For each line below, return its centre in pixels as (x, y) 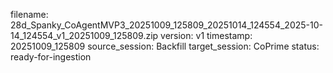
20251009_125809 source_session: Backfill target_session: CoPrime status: (165, 46)
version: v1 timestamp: (206, 35)
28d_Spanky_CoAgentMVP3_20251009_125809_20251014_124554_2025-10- (166, 25)
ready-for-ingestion (51, 57)
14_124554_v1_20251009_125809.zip (84, 35)
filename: (29, 14)
